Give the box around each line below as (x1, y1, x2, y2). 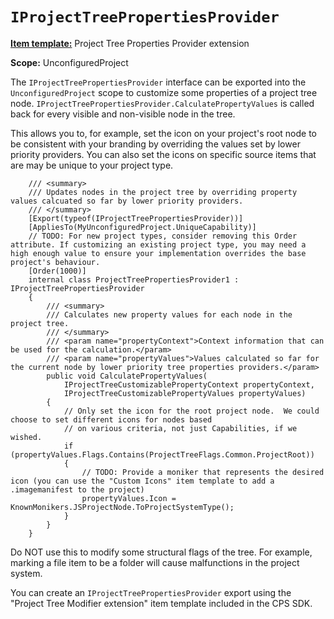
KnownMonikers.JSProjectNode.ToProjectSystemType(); (10, 502, 235, 512)
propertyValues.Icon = (81, 493, 177, 503)
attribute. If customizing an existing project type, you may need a (10, 239, 307, 250)
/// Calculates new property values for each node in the (46, 309, 293, 320)
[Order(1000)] (28, 266, 87, 276)
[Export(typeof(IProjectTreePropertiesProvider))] (28, 213, 244, 223)
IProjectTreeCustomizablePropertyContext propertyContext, (63, 379, 315, 390)
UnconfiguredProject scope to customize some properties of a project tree (10, 86, 318, 98)
